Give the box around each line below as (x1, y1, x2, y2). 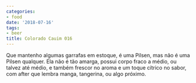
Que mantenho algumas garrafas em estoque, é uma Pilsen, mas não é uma (6, 52, 190, 58)
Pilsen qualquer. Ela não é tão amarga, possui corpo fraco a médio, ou (6, 58, 177, 65)
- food (6, 14, 22, 20)
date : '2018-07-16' (6, 19, 54, 25)
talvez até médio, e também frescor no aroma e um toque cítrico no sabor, (6, 64, 187, 71)
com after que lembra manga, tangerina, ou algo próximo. (6, 71, 146, 77)
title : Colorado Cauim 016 (6, 36, 73, 41)
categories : (6, 8, 35, 15)
